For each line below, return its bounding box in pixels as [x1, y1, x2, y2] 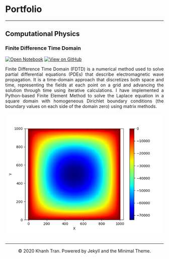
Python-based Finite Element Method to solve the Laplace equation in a [5, 92, 164, 98]
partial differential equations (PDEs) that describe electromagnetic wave [5, 71, 164, 77]
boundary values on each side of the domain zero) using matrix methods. [5, 103, 157, 109]
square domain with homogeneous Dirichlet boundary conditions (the [5, 98, 164, 104]
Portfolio [5, 4, 42, 15]
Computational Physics [5, 30, 80, 38]
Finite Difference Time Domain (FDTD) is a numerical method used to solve [5, 66, 164, 72]
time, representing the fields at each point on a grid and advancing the [5, 82, 164, 88]
